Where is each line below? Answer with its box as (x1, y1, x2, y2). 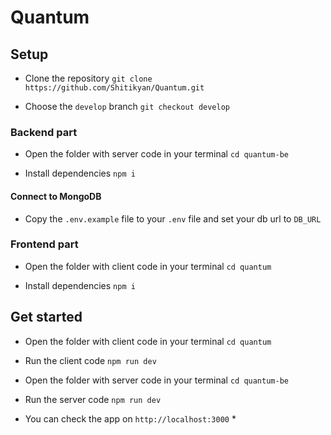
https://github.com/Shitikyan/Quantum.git (24, 83, 205, 93)
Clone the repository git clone (24, 72, 153, 84)
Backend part (10, 125, 78, 139)
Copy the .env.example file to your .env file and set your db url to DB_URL (24, 212, 322, 225)
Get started (10, 309, 83, 326)
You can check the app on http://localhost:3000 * (24, 412, 237, 425)
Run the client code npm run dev (24, 354, 157, 366)
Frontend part (10, 237, 79, 251)
